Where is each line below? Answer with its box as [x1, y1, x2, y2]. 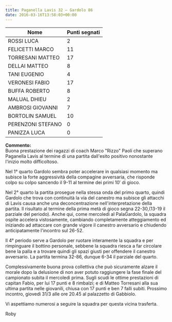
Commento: [5, 142, 31, 148]
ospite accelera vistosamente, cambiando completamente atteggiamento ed [5, 216, 166, 223]
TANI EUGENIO [8, 70, 45, 77]
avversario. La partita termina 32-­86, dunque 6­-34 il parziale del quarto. [5, 253, 158, 259]
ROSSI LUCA [8, 37, 39, 44]
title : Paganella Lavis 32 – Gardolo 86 [5, 7, 93, 13]
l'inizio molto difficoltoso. [5, 158, 59, 165]
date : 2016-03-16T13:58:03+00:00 [5, 12, 77, 17]
